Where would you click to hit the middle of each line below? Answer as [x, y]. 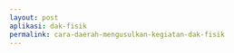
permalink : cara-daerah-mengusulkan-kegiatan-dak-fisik [117, 34]
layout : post [34, 18]
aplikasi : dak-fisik [49, 26]
